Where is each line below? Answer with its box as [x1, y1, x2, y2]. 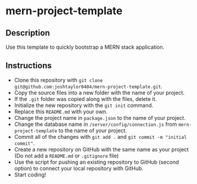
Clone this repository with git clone [14, 76, 103, 84]
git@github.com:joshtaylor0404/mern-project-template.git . [14, 83, 163, 90]
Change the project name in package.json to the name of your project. [14, 114, 186, 121]
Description [5, 28, 50, 38]
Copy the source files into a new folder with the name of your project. [14, 89, 185, 96]
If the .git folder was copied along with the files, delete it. [14, 95, 157, 102]
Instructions [5, 61, 52, 71]
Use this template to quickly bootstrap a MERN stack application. [5, 43, 165, 50]
